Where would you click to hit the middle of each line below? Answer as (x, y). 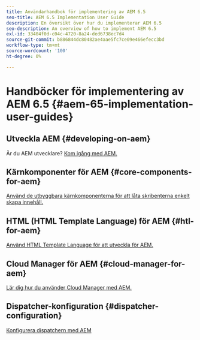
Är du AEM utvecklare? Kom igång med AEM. (62, 153)
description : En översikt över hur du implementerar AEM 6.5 (84, 23)
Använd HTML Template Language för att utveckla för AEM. (80, 245)
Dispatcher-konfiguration (55, 306)
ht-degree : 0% (24, 56)
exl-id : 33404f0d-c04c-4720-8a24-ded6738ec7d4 (65, 34)
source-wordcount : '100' (37, 51)
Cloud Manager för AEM (52, 264)
